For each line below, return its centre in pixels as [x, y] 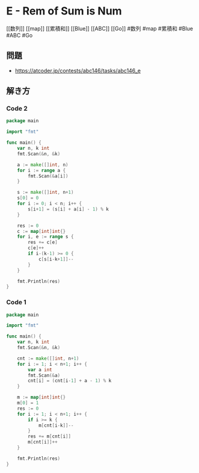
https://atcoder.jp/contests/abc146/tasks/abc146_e [78, 70]
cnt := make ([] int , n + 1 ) [48, 358]
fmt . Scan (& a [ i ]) [48, 176]
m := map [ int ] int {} [41, 397]
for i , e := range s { [45, 237]
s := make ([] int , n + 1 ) [45, 193]
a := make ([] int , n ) [43, 165]
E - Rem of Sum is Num [64, 11]
